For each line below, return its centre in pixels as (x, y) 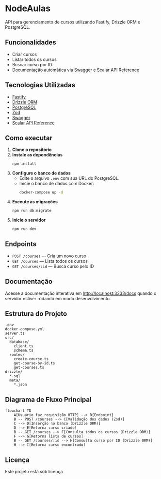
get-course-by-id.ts (34, 364)
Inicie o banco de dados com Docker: (57, 184)
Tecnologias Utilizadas (40, 85)
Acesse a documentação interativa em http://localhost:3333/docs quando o (81, 293)
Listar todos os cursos (34, 59)
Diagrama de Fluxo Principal (48, 399)
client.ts (24, 346)
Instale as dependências (37, 155)
